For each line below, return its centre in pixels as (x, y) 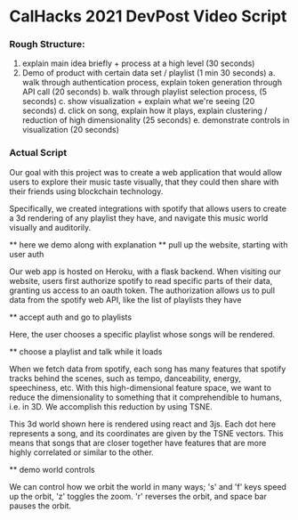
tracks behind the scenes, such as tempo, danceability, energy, (125, 378)
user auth (27, 254)
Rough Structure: (47, 45)
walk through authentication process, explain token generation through (152, 83)
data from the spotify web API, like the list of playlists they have (125, 299)
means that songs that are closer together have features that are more (138, 443)
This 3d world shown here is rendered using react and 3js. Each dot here (143, 424)
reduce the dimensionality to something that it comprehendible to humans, (146, 397)
